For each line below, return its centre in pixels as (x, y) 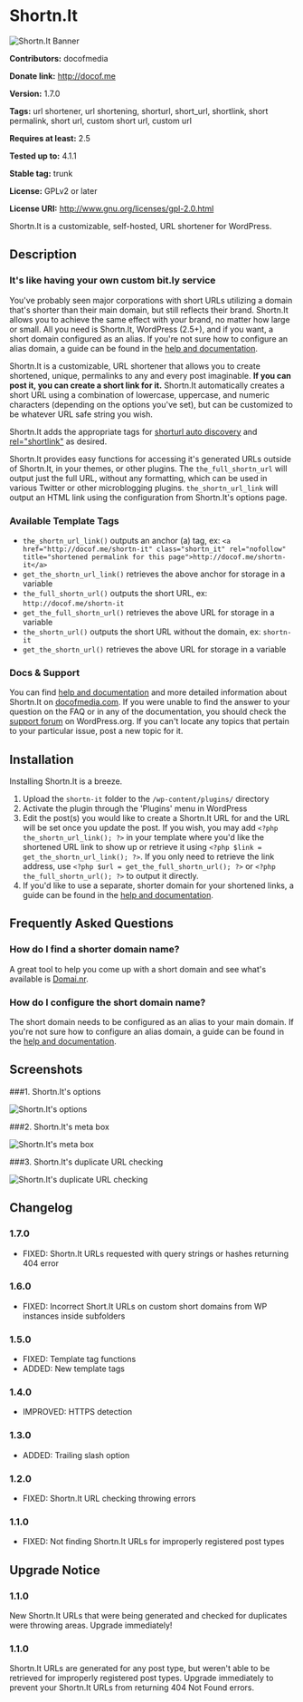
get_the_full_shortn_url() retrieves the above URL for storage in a (148, 612)
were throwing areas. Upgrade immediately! (91, 1625)
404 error (41, 1263)
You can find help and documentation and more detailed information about (148, 692)
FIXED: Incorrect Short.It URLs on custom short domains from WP (145, 1306)
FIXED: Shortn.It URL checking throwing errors (109, 1498)
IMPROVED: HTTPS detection (77, 1412)
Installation (42, 759)
